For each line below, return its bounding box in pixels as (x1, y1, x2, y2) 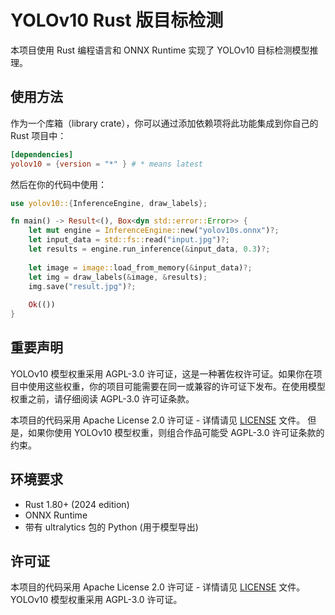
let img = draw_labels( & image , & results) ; (28, 272, 208, 282)
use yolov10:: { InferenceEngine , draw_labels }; (10, 198, 208, 208)
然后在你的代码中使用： (10, 178, 107, 190)
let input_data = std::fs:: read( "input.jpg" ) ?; (28, 235, 230, 245)
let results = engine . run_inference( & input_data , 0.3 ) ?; (28, 244, 271, 254)
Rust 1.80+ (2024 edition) (24, 498, 130, 510)
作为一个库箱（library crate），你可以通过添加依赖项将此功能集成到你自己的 (10, 117, 319, 129)
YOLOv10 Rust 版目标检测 (10, 9, 224, 32)
